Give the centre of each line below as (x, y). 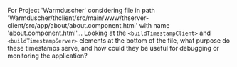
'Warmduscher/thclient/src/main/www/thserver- (78, 18)
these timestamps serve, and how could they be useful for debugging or (113, 48)
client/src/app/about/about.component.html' (73, 25)
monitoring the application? (47, 56)
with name (154, 25)
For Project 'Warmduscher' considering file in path (81, 10)
